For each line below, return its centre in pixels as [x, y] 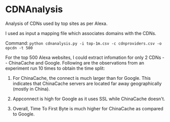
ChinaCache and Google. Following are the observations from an [76, 63]
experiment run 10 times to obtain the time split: [55, 68]
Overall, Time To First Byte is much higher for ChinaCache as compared [88, 108]
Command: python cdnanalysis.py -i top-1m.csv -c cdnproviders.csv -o [83, 43]
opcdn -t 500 [19, 48]
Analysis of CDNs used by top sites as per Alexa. [56, 23]
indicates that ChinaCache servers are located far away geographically [87, 83]
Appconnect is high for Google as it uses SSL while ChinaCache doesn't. [89, 99]
